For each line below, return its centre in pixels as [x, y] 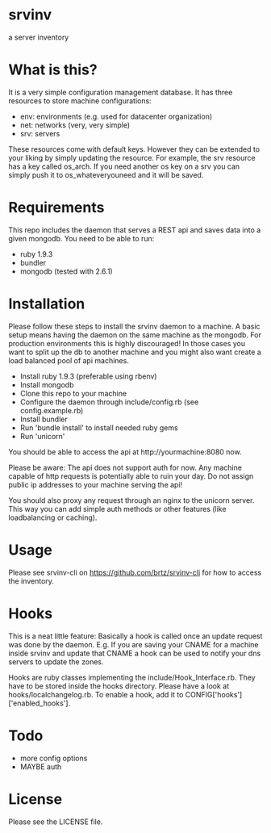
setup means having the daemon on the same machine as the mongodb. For [135, 335]
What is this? [53, 70]
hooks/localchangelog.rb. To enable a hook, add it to [96, 694]
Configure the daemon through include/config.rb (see [109, 402]
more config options [54, 758]
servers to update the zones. [56, 661]
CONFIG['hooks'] [214, 694]
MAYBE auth [41, 766]
